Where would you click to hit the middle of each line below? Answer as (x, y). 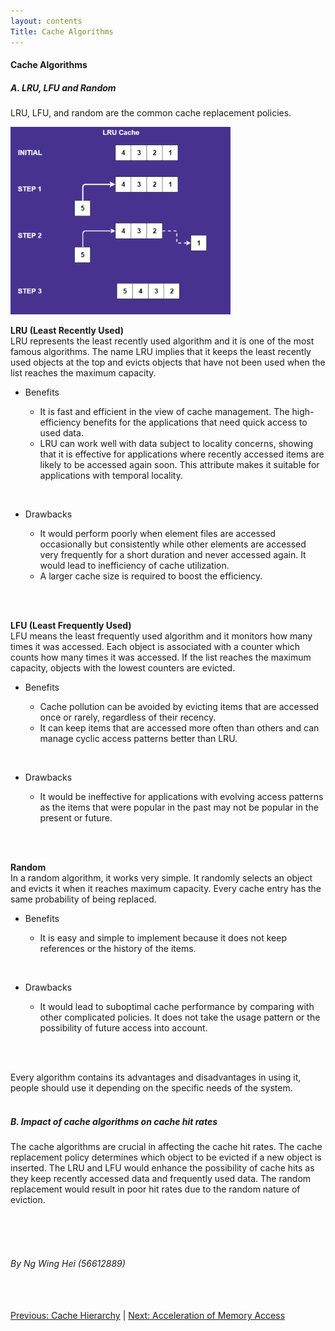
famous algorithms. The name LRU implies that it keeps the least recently (161, 352)
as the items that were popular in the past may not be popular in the (179, 807)
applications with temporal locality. (111, 476)
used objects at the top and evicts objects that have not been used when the (168, 362)
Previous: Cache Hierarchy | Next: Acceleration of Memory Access (148, 1316)
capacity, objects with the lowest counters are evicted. (123, 668)
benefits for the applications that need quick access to (195, 422)
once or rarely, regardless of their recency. (128, 717)
